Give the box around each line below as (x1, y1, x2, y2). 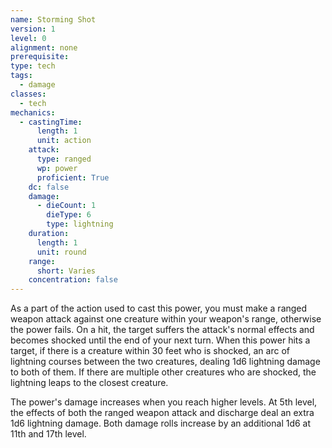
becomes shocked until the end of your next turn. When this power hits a (10, 334, 311, 346)
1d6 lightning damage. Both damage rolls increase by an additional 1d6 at (10, 417, 312, 430)
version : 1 (10, 24, 56, 34)
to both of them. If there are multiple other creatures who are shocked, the (10, 366, 317, 378)
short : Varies (36, 266, 97, 276)
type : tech (10, 61, 56, 71)
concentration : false (28, 275, 118, 285)
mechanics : (10, 107, 56, 118)
